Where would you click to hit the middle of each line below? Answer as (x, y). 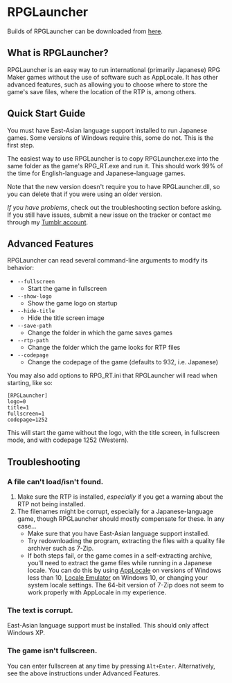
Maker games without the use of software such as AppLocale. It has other (113, 77)
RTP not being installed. (51, 504)
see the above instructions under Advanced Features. (84, 673)
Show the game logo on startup (72, 303)
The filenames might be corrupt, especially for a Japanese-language (115, 512)
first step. (21, 145)
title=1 (18, 408)
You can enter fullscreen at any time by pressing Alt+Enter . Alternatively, (111, 666)
